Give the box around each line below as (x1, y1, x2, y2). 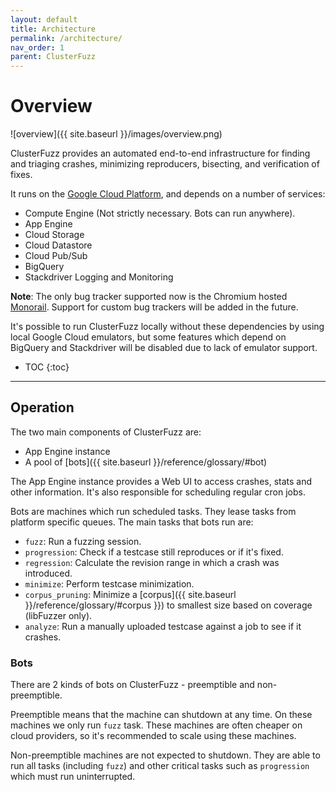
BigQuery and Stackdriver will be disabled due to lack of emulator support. (10, 342, 318, 354)
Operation (10, 399, 75, 416)
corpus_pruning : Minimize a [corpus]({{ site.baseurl (24, 588, 237, 600)
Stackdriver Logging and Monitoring (24, 271, 174, 283)
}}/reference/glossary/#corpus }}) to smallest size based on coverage (24, 599, 313, 611)
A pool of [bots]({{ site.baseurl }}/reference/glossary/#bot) (24, 456, 268, 468)
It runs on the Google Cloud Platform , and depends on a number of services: (10, 188, 326, 200)
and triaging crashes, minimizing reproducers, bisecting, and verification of (10, 158, 320, 170)
